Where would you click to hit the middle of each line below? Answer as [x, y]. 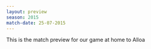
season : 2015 [23, 17]
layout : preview [26, 12]
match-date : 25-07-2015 [36, 23]
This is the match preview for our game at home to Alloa [76, 40]
